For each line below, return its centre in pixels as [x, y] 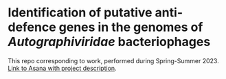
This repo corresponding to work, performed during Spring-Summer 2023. [113, 60]
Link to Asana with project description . [62, 68]
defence [32, 27]
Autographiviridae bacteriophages [109, 42]
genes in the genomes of [131, 27]
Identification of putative [80, 13]
